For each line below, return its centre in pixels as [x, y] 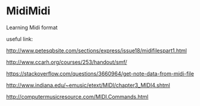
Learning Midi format [32, 27]
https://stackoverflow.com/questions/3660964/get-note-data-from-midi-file [100, 73]
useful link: [20, 39]
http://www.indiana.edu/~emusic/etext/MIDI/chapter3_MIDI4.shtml [88, 85]
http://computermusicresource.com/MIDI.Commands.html [77, 96]
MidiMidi [28, 11]
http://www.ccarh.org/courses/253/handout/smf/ [67, 62]
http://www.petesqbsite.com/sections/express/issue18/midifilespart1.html [96, 50]
